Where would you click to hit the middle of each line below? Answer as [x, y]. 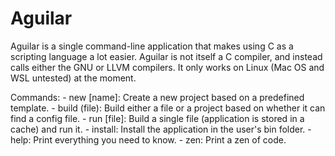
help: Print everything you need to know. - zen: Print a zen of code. [148, 139]
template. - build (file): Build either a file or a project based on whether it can [168, 108]
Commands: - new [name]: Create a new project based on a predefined [157, 97]
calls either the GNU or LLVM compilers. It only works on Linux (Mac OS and [167, 67]
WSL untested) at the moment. [73, 78]
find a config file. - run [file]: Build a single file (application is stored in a [157, 118]
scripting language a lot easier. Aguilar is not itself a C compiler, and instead [166, 56]
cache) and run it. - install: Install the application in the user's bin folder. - [161, 129]
